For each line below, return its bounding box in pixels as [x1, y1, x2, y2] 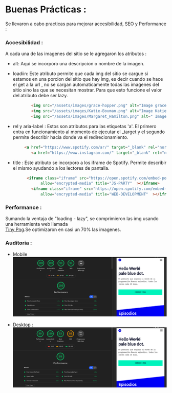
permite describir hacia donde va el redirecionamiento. [12, 134, 128, 140]
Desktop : [12, 321, 33, 328]
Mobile [12, 251, 28, 257]
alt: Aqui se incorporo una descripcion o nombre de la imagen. [12, 61, 145, 67]
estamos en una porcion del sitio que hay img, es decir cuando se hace [12, 76, 163, 82]
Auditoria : [5, 239, 32, 246]
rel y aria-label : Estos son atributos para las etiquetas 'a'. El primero [12, 123, 157, 129]
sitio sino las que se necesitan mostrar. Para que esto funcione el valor [12, 87, 162, 93]
